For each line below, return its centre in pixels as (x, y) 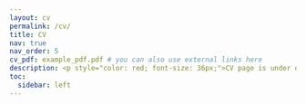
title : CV (28, 34)
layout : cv (30, 18)
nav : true (28, 43)
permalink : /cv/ (40, 26)
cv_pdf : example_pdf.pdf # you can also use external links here (136, 60)
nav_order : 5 (34, 52)
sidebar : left (44, 85)
